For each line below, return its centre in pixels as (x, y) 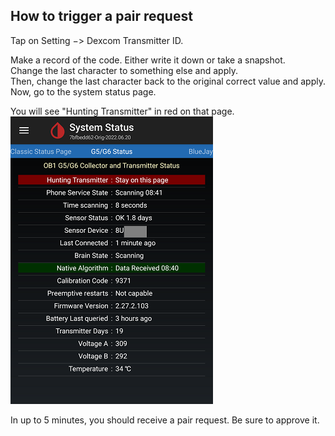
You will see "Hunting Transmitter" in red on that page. (122, 111)
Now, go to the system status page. (83, 91)
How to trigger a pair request (101, 16)
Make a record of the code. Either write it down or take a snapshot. (148, 60)
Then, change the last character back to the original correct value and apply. (168, 81)
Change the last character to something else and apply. (124, 70)
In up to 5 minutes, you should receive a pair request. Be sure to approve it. (165, 420)
